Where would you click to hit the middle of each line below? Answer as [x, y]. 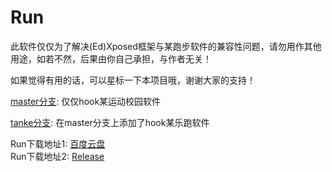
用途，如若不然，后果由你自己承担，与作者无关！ [111, 58]
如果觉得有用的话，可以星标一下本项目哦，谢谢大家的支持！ [133, 80]
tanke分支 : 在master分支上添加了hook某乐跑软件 [110, 122]
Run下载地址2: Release [57, 156]
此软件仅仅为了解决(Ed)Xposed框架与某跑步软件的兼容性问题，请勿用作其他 [166, 46]
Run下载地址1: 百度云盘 [58, 143]
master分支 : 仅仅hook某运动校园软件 [86, 101]
